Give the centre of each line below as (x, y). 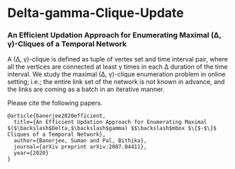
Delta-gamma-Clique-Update (96, 13)
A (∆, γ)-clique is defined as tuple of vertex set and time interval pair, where (118, 59)
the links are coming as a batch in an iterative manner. (86, 89)
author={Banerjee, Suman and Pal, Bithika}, (80, 141)
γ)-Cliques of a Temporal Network (67, 44)
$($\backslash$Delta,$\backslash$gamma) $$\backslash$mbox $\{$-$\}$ (112, 129)
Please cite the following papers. (55, 103)
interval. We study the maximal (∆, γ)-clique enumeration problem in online (116, 74)
